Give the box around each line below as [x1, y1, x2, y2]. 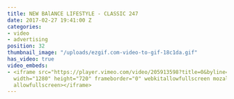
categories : [7, 23, 42, 30]
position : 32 [7, 43, 45, 49]
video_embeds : [7, 62, 49, 69]
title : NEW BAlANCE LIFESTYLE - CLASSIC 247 [7, 10, 139, 17]
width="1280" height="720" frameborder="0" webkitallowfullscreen [13, 75, 210, 82]
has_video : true [7, 56, 54, 63]
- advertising [7, 36, 49, 43]
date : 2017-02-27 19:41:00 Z [7, 17, 92, 24]
